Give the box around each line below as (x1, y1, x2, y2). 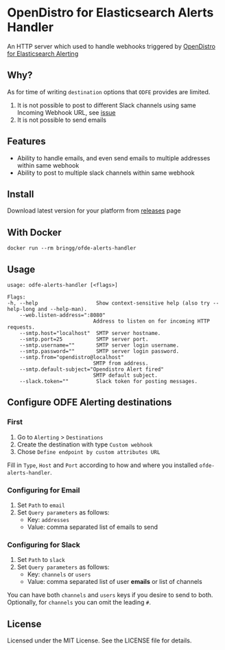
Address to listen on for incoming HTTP (93, 318, 211, 325)
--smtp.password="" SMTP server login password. (19, 348, 180, 355)
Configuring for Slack (7, 540, 80, 550)
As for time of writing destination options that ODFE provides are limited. (7, 87, 211, 96)
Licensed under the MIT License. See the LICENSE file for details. (7, 636, 192, 644)
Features (7, 136, 46, 147)
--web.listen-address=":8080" (19, 312, 106, 318)
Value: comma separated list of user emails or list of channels (27, 578, 202, 586)
